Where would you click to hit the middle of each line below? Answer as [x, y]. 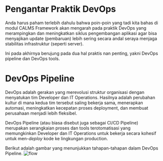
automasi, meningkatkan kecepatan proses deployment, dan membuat [77, 108]
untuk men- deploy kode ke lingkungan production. [57, 138]
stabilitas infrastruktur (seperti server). [44, 43]
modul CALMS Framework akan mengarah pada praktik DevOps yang [76, 28]
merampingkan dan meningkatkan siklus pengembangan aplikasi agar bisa [81, 33]
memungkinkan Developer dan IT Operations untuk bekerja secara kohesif [81, 133]
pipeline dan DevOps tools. [33, 58]
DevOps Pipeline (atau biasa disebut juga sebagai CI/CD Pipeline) [72, 122]
